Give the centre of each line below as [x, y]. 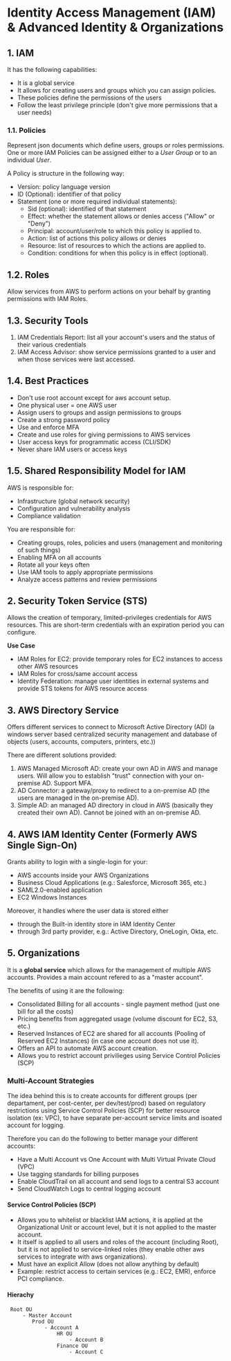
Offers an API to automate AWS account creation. [87, 1048]
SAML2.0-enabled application [59, 890]
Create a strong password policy [64, 419]
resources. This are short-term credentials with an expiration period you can [116, 625]
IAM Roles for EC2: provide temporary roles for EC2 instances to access [120, 659]
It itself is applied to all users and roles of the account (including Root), [118, 1242]
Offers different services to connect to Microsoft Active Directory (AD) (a [111, 727]
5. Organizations [44, 953]
